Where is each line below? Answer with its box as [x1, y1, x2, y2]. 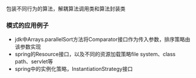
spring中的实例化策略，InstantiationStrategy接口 [14, 66, 133, 73]
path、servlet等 [14, 58, 53, 65]
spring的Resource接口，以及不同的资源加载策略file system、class [14, 51, 176, 58]
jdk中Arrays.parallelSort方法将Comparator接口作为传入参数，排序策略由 [14, 36, 191, 43]
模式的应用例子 [6, 21, 49, 30]
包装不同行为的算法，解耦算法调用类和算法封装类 [6, 5, 126, 12]
